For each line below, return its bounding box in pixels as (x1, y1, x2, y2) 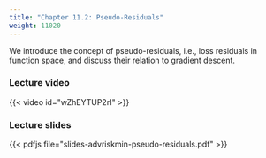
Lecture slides (9, 118, 72, 131)
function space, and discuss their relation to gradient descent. (9, 55, 236, 65)
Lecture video (9, 77, 71, 89)
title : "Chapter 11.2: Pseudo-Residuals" (9, 12, 164, 22)
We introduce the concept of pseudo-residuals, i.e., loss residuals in (9, 45, 258, 56)
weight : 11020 (9, 21, 62, 30)
